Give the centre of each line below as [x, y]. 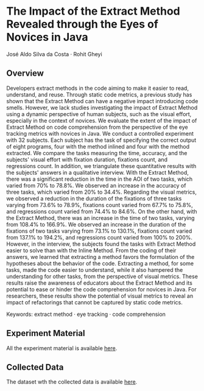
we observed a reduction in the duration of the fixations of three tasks [94, 198]
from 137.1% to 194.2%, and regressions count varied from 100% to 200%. [100, 237]
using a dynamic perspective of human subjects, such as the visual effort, [99, 114]
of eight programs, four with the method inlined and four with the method [98, 146]
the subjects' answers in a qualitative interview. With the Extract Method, [97, 172]
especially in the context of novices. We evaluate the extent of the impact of [102, 120]
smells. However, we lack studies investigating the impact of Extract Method [102, 108]
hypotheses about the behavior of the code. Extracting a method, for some [100, 263]
